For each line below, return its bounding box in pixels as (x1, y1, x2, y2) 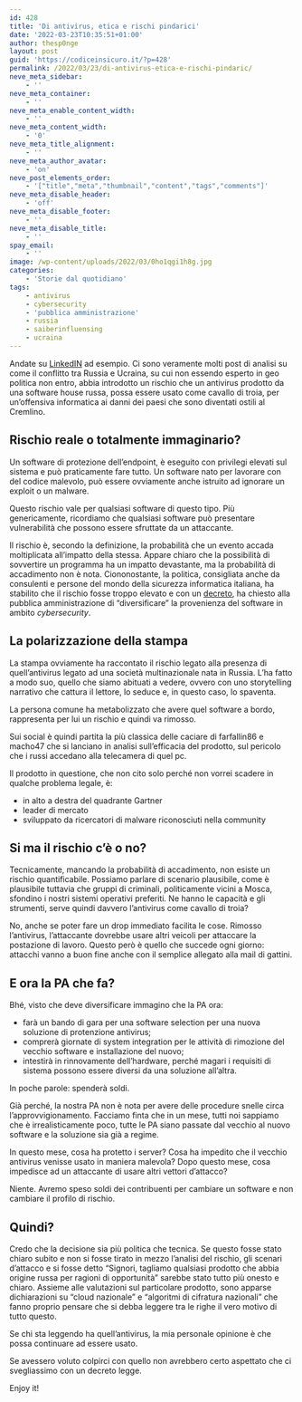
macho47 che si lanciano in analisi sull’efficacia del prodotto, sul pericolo (9, 740, 282, 752)
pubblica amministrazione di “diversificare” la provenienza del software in (9, 597, 283, 608)
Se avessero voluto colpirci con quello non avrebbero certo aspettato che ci (9, 1355, 292, 1366)
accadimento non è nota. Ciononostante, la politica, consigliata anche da (9, 568, 280, 580)
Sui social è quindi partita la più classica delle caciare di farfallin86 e (9, 731, 264, 742)
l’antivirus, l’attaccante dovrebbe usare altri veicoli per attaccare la (9, 930, 257, 941)
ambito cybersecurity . (9, 607, 91, 618)
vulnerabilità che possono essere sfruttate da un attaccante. (9, 522, 234, 533)
